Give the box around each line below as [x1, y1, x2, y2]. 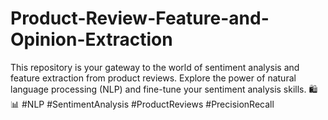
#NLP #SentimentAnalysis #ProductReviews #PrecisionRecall [21, 98, 275, 110]
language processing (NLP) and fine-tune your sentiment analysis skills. [10, 83, 307, 95]
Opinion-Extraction [10, 28, 173, 51]
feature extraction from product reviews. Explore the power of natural [10, 72, 297, 84]
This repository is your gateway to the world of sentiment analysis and [10, 61, 300, 73]
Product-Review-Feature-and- [10, 7, 270, 30]
